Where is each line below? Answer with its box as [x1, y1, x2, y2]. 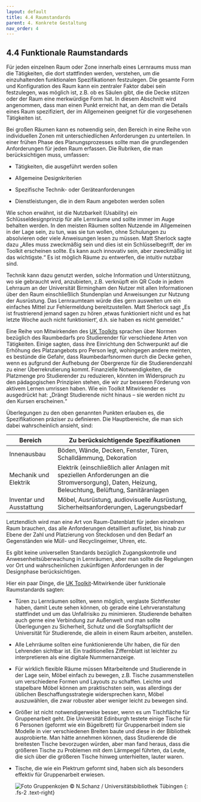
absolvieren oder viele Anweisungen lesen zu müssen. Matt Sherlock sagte [6, 234, 191, 242]
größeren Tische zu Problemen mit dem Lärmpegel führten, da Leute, [14, 747, 187, 754]
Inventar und [9, 496, 45, 504]
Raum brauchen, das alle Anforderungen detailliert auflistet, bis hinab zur [6, 524, 187, 532]
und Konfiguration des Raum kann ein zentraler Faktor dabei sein [6, 83, 166, 90]
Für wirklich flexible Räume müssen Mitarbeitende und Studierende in [14, 665, 187, 673]
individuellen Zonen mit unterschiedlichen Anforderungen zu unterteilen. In [6, 132, 191, 139]
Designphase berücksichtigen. [6, 568, 82, 575]
